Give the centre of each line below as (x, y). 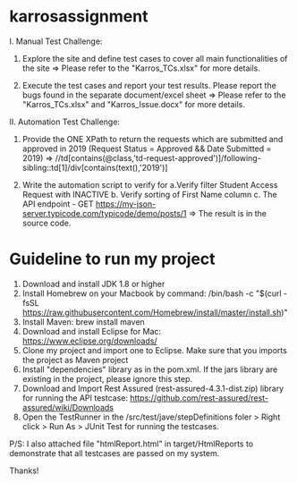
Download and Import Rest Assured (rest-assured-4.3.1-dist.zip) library (153, 388)
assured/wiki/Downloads (68, 407)
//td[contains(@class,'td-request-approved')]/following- (158, 157)
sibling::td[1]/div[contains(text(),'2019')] (95, 167)
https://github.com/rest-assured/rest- (199, 398)
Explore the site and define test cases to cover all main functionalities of (155, 58)
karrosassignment (79, 17)
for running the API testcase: (75, 398)
